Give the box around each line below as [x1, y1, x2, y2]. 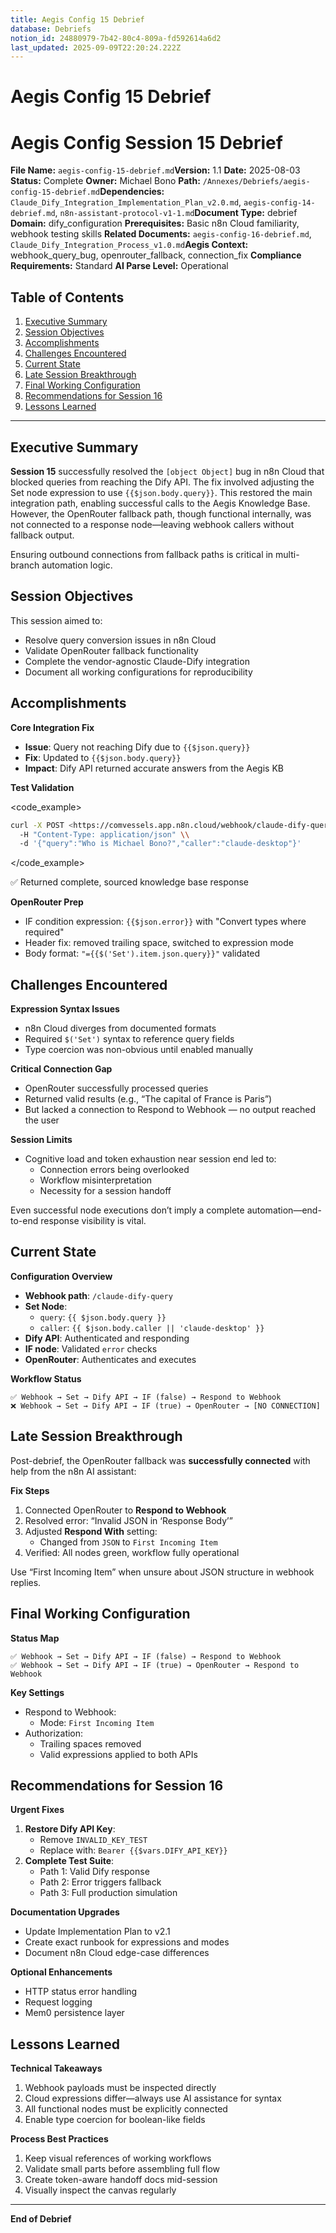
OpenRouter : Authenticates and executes [24, 1353, 197, 1365]
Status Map [10, 1632, 60, 1644]
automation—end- [246, 1204, 322, 1216]
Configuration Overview [10, 1270, 113, 1282]
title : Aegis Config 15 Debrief [10, 14, 145, 25]
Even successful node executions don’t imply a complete [10, 1204, 245, 1216]
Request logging [24, 1996, 93, 2008]
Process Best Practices [10, 2133, 109, 2145]
